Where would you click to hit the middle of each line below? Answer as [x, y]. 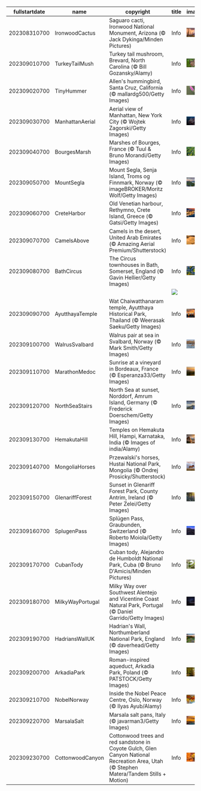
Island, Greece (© [131, 217]
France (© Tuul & [130, 149]
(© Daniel [121, 611]
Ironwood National [132, 26]
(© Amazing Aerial [132, 244]
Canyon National [130, 755]
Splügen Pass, [127, 518]
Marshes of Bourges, [135, 142]
